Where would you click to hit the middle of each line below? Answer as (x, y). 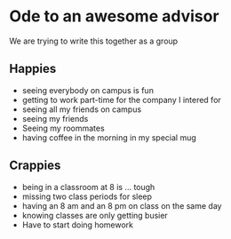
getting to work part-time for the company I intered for (122, 100)
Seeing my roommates (63, 128)
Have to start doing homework (78, 225)
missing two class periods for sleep (87, 196)
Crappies (35, 166)
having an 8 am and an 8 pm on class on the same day (122, 205)
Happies (33, 69)
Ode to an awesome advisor (114, 16)
